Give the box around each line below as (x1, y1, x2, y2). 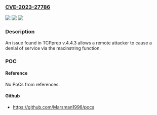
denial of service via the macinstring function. (5, 45, 101, 51)
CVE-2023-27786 (5, 4, 51, 11)
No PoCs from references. (5, 81, 60, 87)
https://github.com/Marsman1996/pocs (12, 104, 95, 110)
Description (5, 28, 35, 35)
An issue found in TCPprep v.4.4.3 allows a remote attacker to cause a (5, 39, 152, 46)
